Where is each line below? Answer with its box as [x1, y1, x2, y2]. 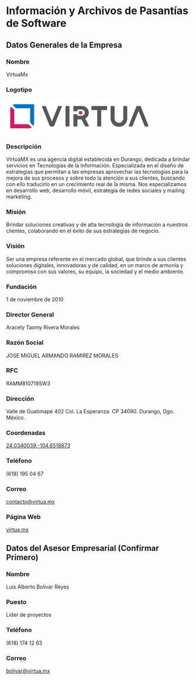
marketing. [6, 193, 32, 200]
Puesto [6, 598, 27, 606]
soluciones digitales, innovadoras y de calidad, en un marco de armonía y [6, 261, 184, 268]
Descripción [6, 142, 42, 150]
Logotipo [6, 85, 32, 93]
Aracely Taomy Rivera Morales [6, 324, 80, 331]
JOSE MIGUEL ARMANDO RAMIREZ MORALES [6, 352, 119, 359]
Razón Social [6, 339, 44, 347]
